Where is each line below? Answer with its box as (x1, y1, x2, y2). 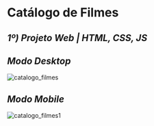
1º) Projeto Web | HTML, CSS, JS (7, 32, 148, 44)
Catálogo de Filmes (7, 5, 119, 21)
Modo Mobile (7, 93, 65, 105)
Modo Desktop (7, 55, 71, 66)
